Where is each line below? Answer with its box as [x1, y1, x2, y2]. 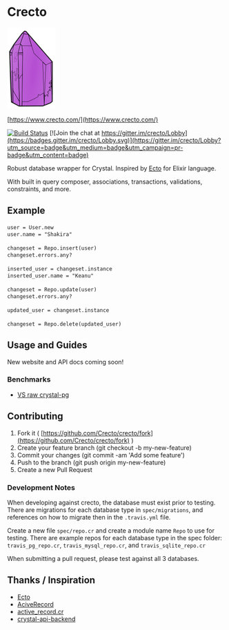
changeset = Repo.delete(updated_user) [7, 320, 122, 328]
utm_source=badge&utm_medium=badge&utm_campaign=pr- [7, 143, 183, 152]
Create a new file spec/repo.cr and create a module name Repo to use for [7, 526, 215, 535]
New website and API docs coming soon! [7, 357, 124, 366]
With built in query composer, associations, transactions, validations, [7, 177, 203, 186]
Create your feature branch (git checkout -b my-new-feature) [17, 443, 192, 452]
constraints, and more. [7, 184, 71, 193]
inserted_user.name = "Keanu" [7, 272, 94, 279]
